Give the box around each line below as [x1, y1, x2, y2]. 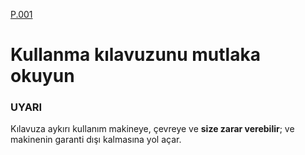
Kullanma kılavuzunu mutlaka [10, 44, 261, 66]
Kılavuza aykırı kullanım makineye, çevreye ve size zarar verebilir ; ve [10, 123, 295, 135]
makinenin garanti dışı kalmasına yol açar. [10, 134, 182, 146]
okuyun [10, 65, 75, 88]
